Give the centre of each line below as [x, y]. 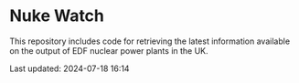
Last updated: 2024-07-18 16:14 [69, 68]
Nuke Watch [57, 16]
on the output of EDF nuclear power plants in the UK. [109, 50]
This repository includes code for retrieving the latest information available [150, 41]
